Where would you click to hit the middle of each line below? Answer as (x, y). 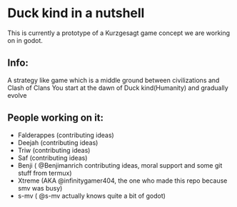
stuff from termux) (45, 173)
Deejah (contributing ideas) (58, 142)
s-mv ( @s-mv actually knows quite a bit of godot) (92, 196)
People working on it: (56, 118)
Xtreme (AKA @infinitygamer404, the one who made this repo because (122, 181)
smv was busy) (40, 188)
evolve (17, 95)
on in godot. (25, 40)
